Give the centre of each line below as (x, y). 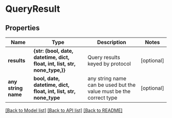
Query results (104, 57)
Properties (23, 28)
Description (112, 42)
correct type (103, 98)
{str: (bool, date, (53, 51)
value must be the (109, 91)
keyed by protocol (109, 64)
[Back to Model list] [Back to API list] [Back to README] (64, 110)
